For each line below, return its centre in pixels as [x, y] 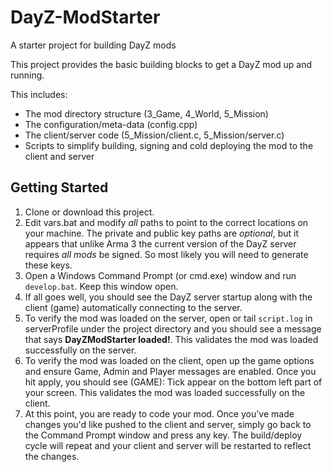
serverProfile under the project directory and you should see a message [173, 328]
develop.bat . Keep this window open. [101, 286]
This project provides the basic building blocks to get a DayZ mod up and [161, 64]
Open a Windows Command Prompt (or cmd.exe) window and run [160, 275]
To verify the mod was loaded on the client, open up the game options [169, 360]
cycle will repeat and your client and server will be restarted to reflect [168, 445]
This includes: [39, 94]
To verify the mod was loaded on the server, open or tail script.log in [168, 318]
